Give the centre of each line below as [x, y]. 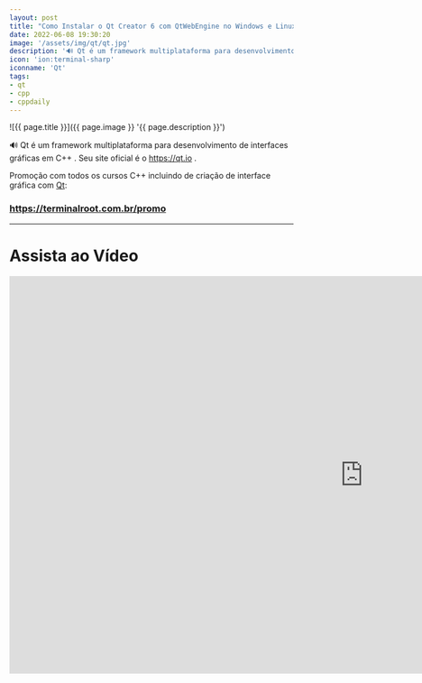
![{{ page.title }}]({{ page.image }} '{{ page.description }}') [117, 127]
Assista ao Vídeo [74, 256]
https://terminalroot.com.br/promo [88, 208]
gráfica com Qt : [38, 185]
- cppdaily [30, 102]
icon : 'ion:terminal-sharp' [62, 60]
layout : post [34, 18]
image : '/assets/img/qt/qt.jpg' [70, 43]
